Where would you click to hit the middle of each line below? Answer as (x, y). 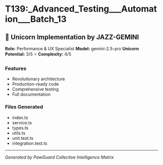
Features (16, 68)
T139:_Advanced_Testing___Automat (81, 9)
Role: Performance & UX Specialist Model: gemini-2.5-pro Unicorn (72, 49)
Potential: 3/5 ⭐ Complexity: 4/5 (38, 54)
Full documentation (31, 94)
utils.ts (19, 133)
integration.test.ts (30, 143)
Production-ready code (35, 84)
